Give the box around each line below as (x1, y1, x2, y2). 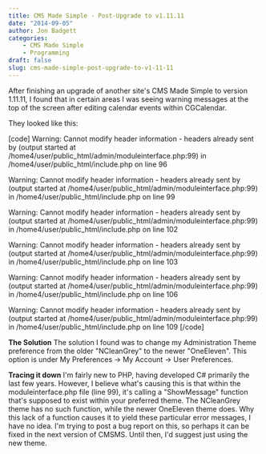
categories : (8, 34, 48, 42)
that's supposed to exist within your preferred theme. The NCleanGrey (8, 396, 241, 405)
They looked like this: (8, 118, 79, 128)
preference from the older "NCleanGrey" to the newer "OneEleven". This (8, 346, 247, 356)
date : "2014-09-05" (8, 19, 74, 27)
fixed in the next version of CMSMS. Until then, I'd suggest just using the (8, 429, 248, 439)
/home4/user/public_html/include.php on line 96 (8, 159, 168, 169)
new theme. (8, 438, 48, 448)
